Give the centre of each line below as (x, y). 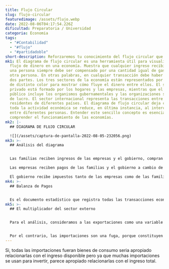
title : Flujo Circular (29, 10)
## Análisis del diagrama (37, 145)
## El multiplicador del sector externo (53, 209)
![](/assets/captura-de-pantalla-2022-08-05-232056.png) (71, 136)
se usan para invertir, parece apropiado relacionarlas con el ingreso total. (81, 261)
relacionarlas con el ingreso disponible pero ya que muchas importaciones (82, 255)
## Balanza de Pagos (31, 186)
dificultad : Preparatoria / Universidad (48, 29)
